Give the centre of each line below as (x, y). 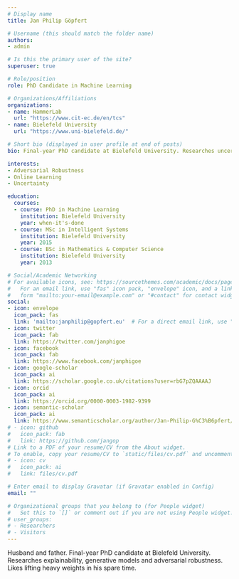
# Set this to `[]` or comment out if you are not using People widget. (121, 513)
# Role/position (31, 79)
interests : (23, 164)
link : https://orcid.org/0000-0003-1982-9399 (83, 401)
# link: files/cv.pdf (43, 474)
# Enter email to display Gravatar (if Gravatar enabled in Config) (111, 487)
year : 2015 (36, 243)
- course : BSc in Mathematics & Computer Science (89, 250)
